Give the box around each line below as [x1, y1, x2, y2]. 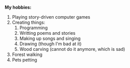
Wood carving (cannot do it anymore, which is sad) [19, 46, 125, 52]
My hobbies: [5, 5, 32, 10]
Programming [19, 25, 48, 31]
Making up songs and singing [19, 35, 81, 41]
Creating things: [12, 20, 46, 25]
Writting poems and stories [19, 30, 76, 36]
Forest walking [12, 51, 43, 57]
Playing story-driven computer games [12, 14, 91, 20]
